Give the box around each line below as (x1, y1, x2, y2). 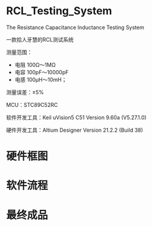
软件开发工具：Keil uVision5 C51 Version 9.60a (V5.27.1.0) (6, 114, 147, 121)
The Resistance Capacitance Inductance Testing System (6, 24, 144, 31)
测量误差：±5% (6, 88, 45, 96)
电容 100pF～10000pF (14, 68, 69, 75)
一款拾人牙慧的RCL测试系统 (6, 36, 74, 43)
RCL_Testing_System (6, 4, 112, 18)
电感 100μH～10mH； (14, 76, 67, 83)
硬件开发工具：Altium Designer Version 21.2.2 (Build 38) (6, 126, 144, 133)
